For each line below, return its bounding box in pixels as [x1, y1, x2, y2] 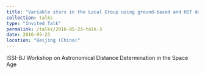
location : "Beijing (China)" [6, 37, 81, 43]
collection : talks [6, 15, 53, 21]
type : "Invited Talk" [6, 20, 62, 26]
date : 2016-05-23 [6, 32, 51, 38]
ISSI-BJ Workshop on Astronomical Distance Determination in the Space [6, 54, 189, 61]
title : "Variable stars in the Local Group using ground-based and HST [6, 9, 192, 15]
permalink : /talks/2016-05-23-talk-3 [6, 26, 103, 32]
